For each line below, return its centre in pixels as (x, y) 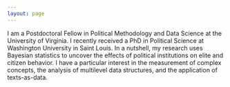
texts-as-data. (28, 77)
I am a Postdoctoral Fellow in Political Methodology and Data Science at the (115, 33)
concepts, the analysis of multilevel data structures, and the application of (112, 70)
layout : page (26, 13)
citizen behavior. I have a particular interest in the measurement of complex (114, 62)
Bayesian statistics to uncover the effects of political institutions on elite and (115, 55)
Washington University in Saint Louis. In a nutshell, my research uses (105, 48)
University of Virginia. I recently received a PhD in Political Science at (106, 40)
